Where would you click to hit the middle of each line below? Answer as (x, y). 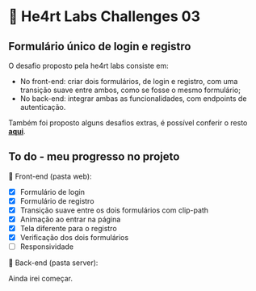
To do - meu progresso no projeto (94, 157)
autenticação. (43, 107)
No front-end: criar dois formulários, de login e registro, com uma (129, 81)
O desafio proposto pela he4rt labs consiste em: (89, 65)
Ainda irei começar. (40, 279)
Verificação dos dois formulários (74, 238)
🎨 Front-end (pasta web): (50, 176)
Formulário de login (52, 192)
